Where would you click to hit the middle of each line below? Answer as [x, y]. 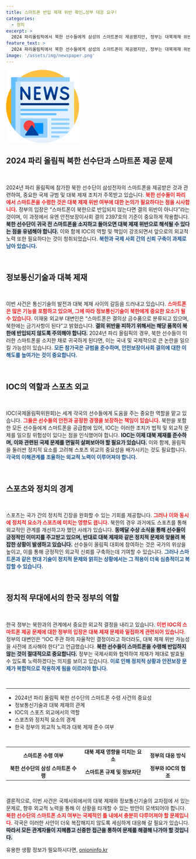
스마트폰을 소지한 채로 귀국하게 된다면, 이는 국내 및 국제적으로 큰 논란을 [98, 341]
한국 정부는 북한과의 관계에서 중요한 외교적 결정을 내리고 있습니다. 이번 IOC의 [94, 624]
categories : [20, 18]
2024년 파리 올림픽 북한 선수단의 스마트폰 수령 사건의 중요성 [83, 697]
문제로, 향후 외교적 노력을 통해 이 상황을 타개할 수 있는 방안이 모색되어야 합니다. [96, 808]
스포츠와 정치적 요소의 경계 [45, 719]
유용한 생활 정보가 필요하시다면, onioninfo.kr [57, 850]
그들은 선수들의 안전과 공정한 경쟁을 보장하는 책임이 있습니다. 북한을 [99, 421]
